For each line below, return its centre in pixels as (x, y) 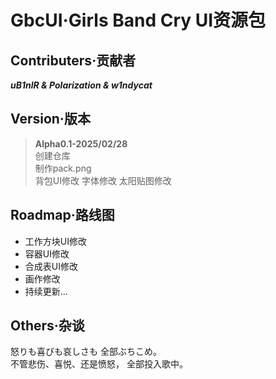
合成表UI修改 (51, 266)
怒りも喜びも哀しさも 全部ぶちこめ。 (86, 352)
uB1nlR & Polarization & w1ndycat (81, 85)
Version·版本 (50, 119)
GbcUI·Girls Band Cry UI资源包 (138, 20)
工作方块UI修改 (55, 241)
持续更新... (46, 291)
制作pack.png (63, 168)
